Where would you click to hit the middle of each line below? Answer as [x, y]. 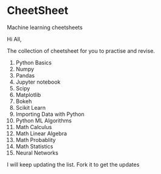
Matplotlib [28, 95]
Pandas [25, 75]
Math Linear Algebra [41, 133]
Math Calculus [34, 127]
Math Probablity [36, 139]
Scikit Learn [31, 107]
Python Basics [34, 62]
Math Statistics [34, 146]
